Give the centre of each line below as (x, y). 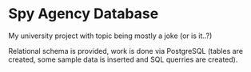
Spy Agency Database (84, 14)
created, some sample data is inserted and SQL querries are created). (123, 59)
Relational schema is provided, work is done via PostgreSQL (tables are (126, 51)
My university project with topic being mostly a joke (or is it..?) (110, 36)
